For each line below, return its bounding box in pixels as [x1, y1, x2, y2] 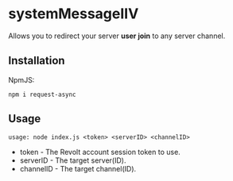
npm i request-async [8, 90, 77, 98]
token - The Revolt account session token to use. [19, 147, 181, 156]
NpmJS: [8, 75, 35, 84]
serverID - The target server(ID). [19, 156, 126, 165]
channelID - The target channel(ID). [19, 164, 137, 173]
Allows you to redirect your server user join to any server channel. [8, 31, 226, 40]
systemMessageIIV [8, 5, 139, 23]
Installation [8, 54, 65, 67]
